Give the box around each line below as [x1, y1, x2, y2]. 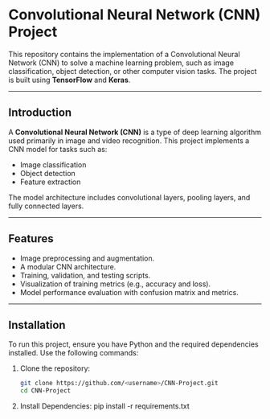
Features [8, 232, 54, 246]
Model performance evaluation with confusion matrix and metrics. [19, 287, 239, 297]
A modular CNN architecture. [19, 261, 117, 271]
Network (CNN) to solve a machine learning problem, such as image [8, 58, 235, 68]
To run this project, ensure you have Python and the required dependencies [8, 339, 259, 349]
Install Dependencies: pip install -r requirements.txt [19, 401, 190, 411]
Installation [8, 318, 66, 331]
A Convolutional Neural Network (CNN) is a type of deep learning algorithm [8, 127, 261, 137]
